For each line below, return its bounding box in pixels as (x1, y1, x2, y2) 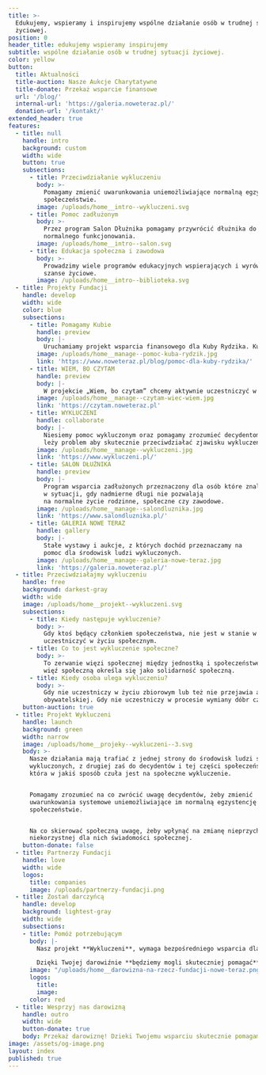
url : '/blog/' (15, 93, 62, 101)
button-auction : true (22, 704, 93, 712)
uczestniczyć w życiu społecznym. (43, 637, 158, 645)
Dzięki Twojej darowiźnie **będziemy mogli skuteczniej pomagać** (36, 959, 260, 967)
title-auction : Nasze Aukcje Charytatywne (15, 78, 158, 85)
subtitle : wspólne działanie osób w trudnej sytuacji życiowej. (8, 48, 225, 56)
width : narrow (22, 733, 69, 741)
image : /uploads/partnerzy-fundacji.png (28, 886, 165, 894)
